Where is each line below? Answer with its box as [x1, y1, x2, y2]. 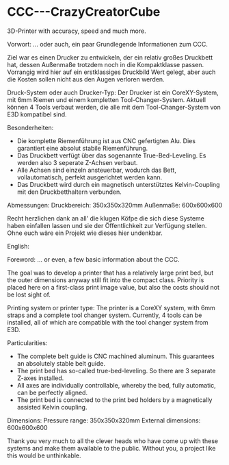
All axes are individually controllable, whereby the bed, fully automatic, [16, 381, 217, 389]
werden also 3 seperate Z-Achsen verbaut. [16, 158, 138, 166]
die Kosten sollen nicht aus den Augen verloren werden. [7, 75, 165, 83]
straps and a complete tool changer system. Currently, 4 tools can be [7, 311, 202, 319]
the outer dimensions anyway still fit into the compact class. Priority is [7, 275, 204, 284]
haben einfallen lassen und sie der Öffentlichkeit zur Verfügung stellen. [7, 221, 207, 229]
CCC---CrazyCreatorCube [7, 4, 161, 20]
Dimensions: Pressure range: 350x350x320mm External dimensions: [7, 416, 201, 425]
